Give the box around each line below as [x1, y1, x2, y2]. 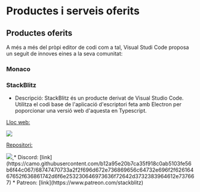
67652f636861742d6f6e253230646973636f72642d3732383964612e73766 [6, 173, 195, 180]
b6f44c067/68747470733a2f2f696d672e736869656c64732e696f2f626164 [6, 166, 194, 174]
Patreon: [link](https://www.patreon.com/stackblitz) [16, 179, 144, 186]
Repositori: [6, 141, 33, 148]
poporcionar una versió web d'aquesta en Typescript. [14, 107, 147, 114]
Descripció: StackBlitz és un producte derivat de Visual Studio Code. [14, 94, 184, 102]
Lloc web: [6, 119, 30, 126]
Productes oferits [6, 28, 73, 38]
